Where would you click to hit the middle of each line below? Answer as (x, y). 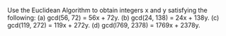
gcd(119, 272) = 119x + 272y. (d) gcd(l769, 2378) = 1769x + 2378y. (104, 25)
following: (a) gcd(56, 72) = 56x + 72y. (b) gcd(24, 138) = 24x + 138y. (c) (113, 18)
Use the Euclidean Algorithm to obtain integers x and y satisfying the (107, 10)
